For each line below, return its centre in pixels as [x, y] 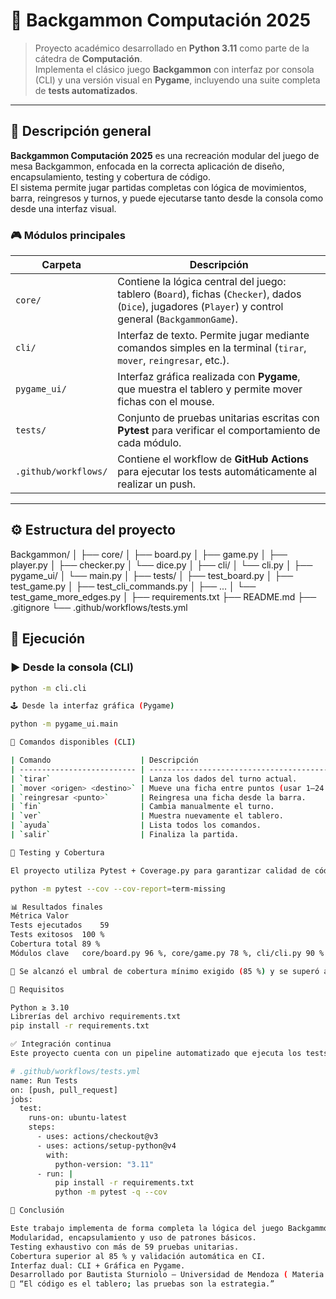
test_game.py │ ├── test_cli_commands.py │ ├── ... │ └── [133, 586]
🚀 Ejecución [48, 639]
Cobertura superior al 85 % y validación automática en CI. [138, 1256]
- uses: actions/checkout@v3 [97, 1137]
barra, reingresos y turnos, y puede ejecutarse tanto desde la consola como [167, 198]
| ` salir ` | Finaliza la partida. [125, 835]
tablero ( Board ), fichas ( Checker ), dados [209, 294]
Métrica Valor [40, 916]
